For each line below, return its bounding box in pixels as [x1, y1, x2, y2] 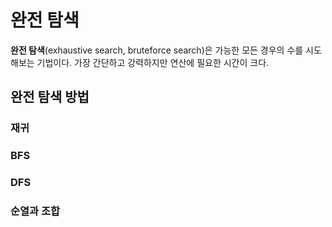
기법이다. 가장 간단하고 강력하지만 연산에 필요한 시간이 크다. [36, 56, 270, 68]
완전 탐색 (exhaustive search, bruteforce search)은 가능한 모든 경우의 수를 [10, 44, 304, 56]
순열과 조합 [10, 204, 61, 218]
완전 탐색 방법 [10, 89, 90, 106]
